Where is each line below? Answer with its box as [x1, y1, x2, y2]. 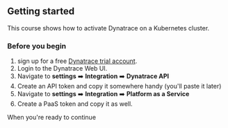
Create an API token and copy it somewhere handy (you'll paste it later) [17, 82, 222, 91]
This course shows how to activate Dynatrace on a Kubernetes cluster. [7, 24, 210, 32]
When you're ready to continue [7, 113, 96, 122]
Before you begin [7, 41, 67, 51]
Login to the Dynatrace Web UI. [17, 64, 108, 73]
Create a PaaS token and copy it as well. [17, 100, 133, 108]
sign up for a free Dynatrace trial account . [17, 57, 138, 65]
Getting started [7, 6, 75, 17]
